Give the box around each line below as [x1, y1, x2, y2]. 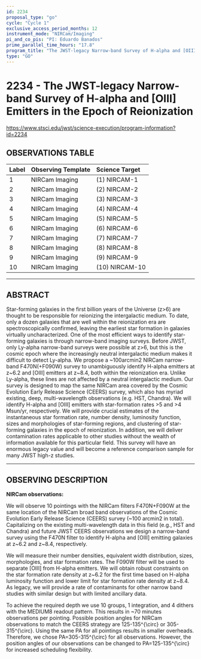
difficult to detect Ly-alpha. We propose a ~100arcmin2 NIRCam [6, 356, 163, 364]
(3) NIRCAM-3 [96, 195, 139, 203]
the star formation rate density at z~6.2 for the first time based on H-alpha [6, 571, 190, 578]
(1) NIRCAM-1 [96, 176, 139, 184]
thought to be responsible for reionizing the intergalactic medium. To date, [6, 312, 190, 319]
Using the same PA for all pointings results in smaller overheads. [35, 627, 194, 634]
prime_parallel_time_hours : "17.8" [6, 42, 95, 48]
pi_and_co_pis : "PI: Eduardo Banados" [6, 36, 103, 42]
